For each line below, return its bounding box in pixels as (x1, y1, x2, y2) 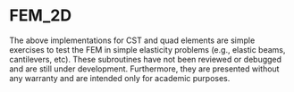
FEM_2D (9, 5, 72, 26)
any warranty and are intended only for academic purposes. (9, 72, 231, 83)
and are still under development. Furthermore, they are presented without (9, 63, 280, 74)
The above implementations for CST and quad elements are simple (9, 35, 256, 46)
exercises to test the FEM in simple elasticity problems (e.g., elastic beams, (9, 44, 286, 54)
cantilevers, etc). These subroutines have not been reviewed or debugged (9, 54, 282, 64)
